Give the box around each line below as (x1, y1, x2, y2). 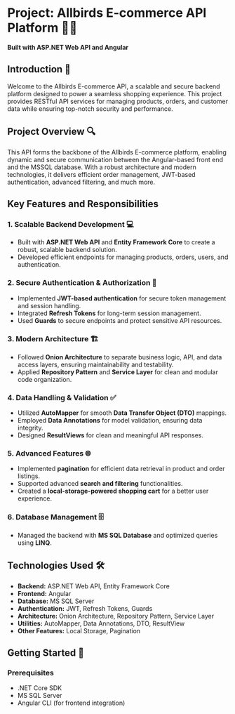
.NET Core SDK (17, 684, 62, 692)
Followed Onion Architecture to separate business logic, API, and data (17, 352, 222, 361)
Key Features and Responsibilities (7, 198, 159, 210)
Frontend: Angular (17, 589, 72, 597)
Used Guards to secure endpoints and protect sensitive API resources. (17, 316, 222, 324)
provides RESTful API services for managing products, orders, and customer (7, 97, 229, 105)
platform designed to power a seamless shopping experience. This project (7, 89, 222, 98)
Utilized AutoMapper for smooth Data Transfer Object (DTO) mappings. (17, 409, 227, 417)
